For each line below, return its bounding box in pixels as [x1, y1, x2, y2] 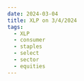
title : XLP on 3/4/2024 [7, 17, 78, 24]
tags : [7, 23, 23, 30]
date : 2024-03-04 [7, 10, 59, 18]
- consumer [13, 37, 46, 44]
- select [13, 50, 40, 57]
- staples [13, 43, 42, 50]
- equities [13, 63, 46, 70]
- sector [13, 56, 40, 63]
